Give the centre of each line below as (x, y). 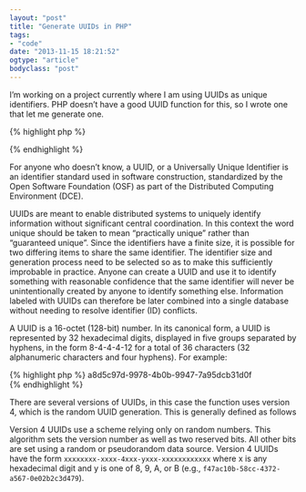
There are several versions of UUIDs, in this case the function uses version (150, 402)
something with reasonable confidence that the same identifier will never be (152, 281)
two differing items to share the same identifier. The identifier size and (141, 252)
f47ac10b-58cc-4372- (241, 469)
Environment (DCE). (46, 196)
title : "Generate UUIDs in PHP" (71, 26)
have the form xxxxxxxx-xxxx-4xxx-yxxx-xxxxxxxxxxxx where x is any (138, 458)
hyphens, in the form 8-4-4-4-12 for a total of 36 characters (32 (130, 347)
